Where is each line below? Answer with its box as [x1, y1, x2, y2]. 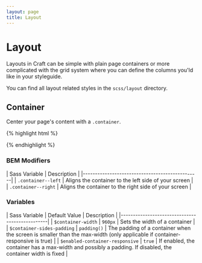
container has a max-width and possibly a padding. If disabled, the [6, 243, 172, 250]
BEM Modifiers [6, 156, 51, 165]
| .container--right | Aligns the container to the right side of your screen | [6, 183, 192, 190]
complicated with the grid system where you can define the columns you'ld [6, 67, 194, 74]
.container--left [17, 178, 62, 184]
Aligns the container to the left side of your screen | [65, 176, 194, 184]
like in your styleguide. [6, 73, 63, 80]
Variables [6, 198, 35, 206]
